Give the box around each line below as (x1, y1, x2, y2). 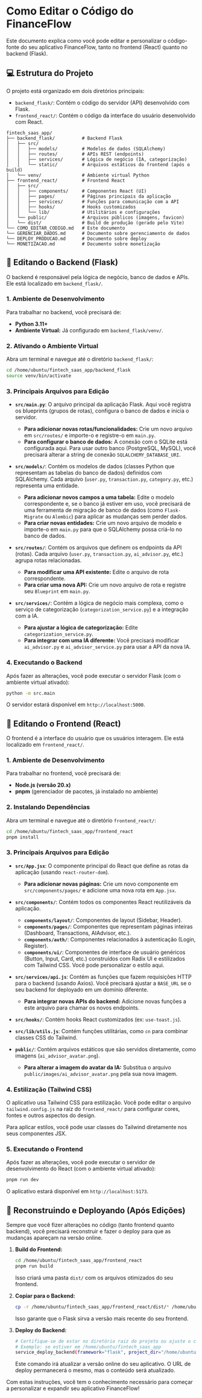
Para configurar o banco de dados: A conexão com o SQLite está (24, 438, 188, 445)
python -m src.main (6, 690, 55, 696)
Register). (24, 942, 48, 949)
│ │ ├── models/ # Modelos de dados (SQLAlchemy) (6, 146, 166, 152)
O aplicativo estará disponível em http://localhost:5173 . (6, 1188, 149, 1195)
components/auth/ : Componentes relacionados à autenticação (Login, (24, 935, 196, 943)
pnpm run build (14, 1263, 54, 1269)
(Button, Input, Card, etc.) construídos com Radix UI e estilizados (24, 955, 185, 962)
